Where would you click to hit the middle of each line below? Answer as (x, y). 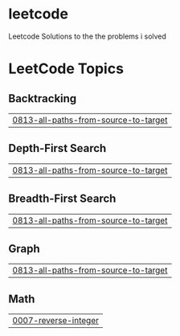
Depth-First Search (57, 148)
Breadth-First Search (62, 199)
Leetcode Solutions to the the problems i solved (88, 36)
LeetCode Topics (66, 69)
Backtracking (43, 98)
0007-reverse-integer (55, 321)
